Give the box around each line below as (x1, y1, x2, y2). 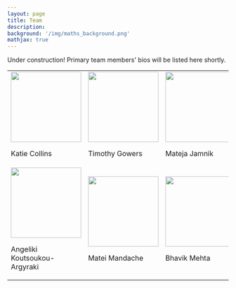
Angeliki (11, 244, 38, 254)
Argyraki (11, 262, 39, 272)
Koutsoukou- (11, 254, 55, 263)
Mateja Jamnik (165, 149, 214, 159)
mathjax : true (7, 37, 49, 44)
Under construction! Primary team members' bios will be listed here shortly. (7, 55, 226, 64)
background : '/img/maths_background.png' (7, 30, 131, 37)
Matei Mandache (88, 254, 144, 263)
